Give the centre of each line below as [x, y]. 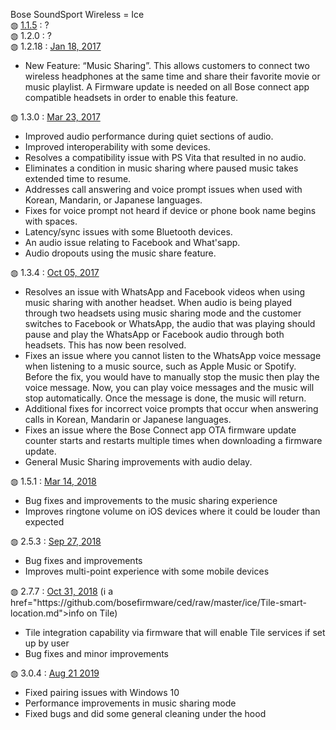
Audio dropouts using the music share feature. [120, 253]
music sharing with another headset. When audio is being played [158, 302]
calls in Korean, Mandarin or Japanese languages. [128, 419]
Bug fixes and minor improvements [96, 653]
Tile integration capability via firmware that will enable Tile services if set [175, 632]
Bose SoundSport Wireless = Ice [77, 14]
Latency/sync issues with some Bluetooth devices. [128, 232]
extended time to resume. [78, 178]
